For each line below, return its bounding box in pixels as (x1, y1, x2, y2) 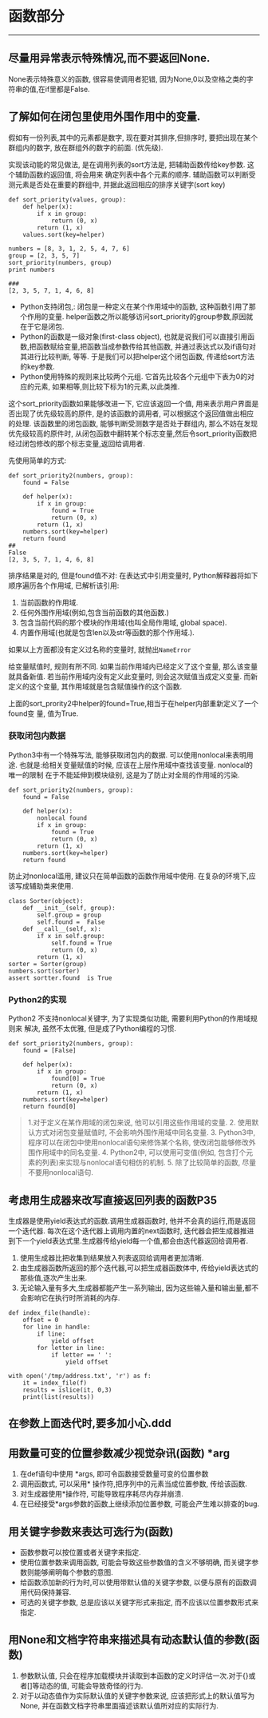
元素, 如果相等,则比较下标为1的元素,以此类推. (33, 382, 180, 391)
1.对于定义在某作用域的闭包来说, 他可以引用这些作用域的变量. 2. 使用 (27, 1117, 252, 1128)
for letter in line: (37, 1344, 105, 1352)
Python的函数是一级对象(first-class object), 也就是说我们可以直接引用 (19, 331, 248, 341)
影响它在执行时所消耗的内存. (26, 1292, 120, 1302)
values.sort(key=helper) (22, 230, 105, 238)
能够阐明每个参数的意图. (33, 1567, 113, 1576)
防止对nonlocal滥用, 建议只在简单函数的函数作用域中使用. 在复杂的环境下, (8, 871, 250, 881)
